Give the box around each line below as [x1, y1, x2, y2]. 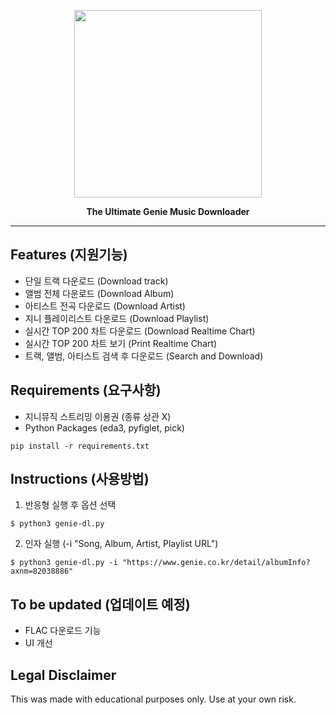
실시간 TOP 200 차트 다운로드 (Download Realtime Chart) [24, 325, 256, 337]
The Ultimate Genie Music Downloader [86, 206, 250, 217]
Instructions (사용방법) [10, 471, 150, 488]
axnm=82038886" [10, 566, 74, 577]
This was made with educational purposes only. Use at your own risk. [10, 693, 297, 705]
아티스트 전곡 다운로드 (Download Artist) [24, 300, 186, 312]
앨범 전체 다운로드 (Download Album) [24, 287, 175, 299]
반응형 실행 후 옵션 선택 [24, 499, 117, 511]
